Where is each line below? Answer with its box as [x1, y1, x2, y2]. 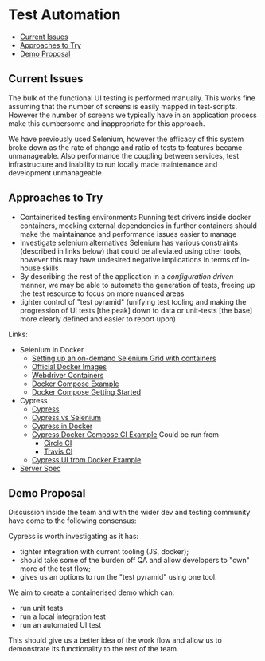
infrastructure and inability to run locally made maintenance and [8, 159, 218, 169]
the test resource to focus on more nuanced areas [19, 289, 185, 298]
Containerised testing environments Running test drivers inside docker [19, 212, 251, 222]
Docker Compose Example [31, 379, 119, 388]
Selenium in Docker [19, 344, 84, 354]
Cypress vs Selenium [31, 412, 102, 422]
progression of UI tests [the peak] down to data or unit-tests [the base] [19, 305, 253, 315]
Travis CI [43, 447, 73, 456]
